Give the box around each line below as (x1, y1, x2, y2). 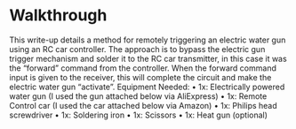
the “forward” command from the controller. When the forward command (9, 63, 277, 73)
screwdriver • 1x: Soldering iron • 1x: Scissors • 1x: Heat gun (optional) (9, 110, 268, 120)
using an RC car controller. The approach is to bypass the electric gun (9, 43, 266, 54)
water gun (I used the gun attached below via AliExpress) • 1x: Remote (9, 90, 268, 102)
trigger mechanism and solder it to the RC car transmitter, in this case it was (9, 53, 287, 64)
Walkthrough (9, 5, 108, 26)
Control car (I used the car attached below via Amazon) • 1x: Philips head (9, 100, 277, 110)
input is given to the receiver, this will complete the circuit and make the (9, 72, 272, 82)
